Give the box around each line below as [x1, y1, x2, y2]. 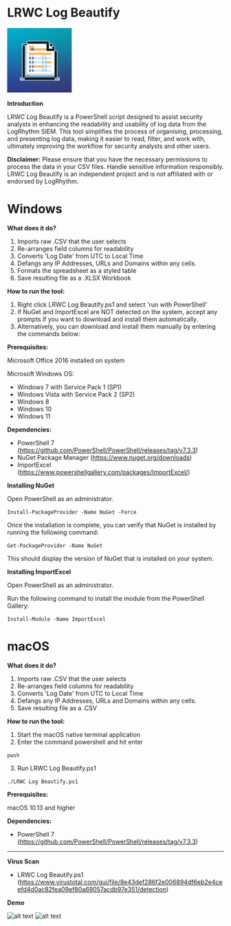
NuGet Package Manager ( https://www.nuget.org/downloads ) [16, 453, 192, 461]
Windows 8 [16, 397, 49, 406]
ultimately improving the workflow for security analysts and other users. [7, 142, 211, 150]
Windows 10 [16, 404, 52, 413]
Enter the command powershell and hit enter [16, 738, 143, 746]
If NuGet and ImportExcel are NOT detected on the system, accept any [16, 307, 218, 316]
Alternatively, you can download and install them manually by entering [16, 322, 216, 331]
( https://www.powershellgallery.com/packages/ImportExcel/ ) [16, 467, 190, 476]
